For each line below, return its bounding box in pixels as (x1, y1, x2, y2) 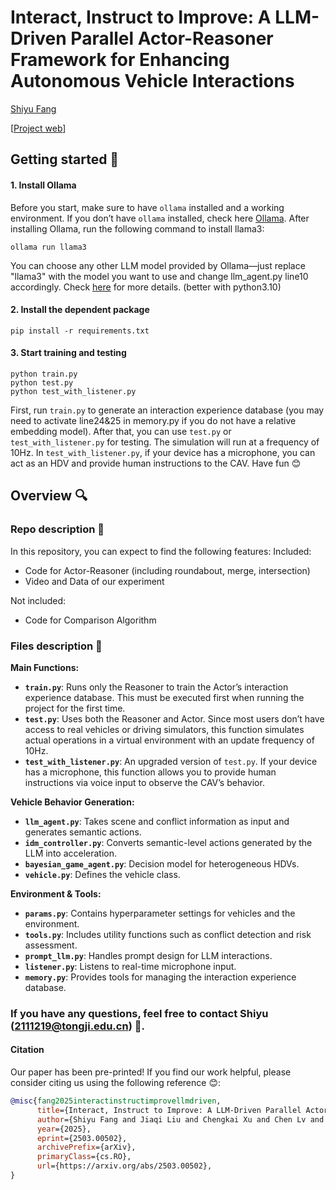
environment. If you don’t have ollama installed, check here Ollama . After (10, 212, 310, 224)
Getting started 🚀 (10, 151, 120, 168)
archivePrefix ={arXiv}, (36, 1142, 137, 1153)
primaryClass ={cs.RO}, (36, 1152, 132, 1162)
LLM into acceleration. (24, 847, 118, 859)
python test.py (10, 377, 74, 388)
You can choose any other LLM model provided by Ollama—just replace (10, 259, 306, 271)
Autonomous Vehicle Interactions (10, 70, 295, 93)
